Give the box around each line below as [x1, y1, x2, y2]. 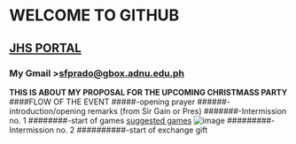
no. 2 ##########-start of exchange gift [56, 125, 208, 135]
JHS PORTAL [9, 41, 82, 56]
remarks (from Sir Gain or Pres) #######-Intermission [87, 105, 287, 116]
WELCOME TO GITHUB [9, 5, 180, 26]
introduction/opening [9, 105, 86, 116]
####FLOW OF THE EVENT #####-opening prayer [9, 96, 196, 107]
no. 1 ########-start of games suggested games [9, 115, 192, 125]
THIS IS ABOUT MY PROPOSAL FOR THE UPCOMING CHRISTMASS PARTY [9, 87, 288, 97]
